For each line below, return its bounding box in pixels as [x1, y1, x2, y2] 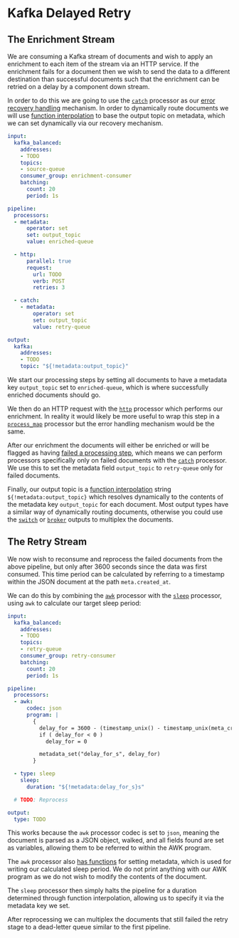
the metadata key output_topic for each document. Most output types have [7, 500, 229, 508]
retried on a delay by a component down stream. [7, 83, 150, 90]
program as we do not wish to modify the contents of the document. [7, 873, 208, 881]
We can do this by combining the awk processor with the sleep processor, [7, 591, 223, 599]
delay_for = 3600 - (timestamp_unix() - [38, 724, 161, 732]
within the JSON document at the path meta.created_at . [7, 577, 171, 586]
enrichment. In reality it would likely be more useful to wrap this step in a [7, 412, 221, 421]
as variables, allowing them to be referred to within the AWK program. [7, 843, 212, 852]
